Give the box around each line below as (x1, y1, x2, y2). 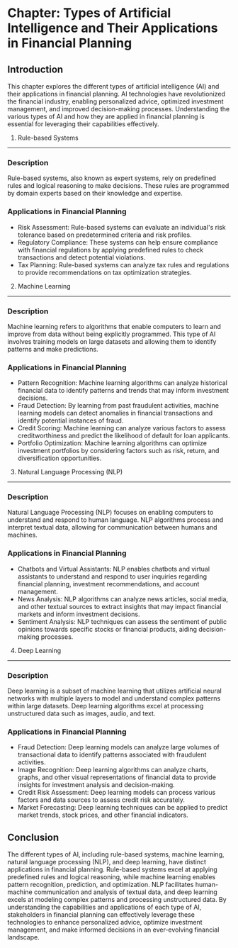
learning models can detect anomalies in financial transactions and (17, 409, 213, 418)
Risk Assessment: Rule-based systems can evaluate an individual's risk (17, 223, 226, 231)
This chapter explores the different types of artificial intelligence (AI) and (7, 82, 220, 90)
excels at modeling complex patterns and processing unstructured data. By (7, 896, 227, 904)
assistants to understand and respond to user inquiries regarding (17, 572, 208, 581)
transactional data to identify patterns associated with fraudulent (17, 750, 207, 759)
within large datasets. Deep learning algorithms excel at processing (7, 702, 204, 710)
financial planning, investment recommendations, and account (17, 579, 200, 588)
